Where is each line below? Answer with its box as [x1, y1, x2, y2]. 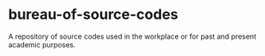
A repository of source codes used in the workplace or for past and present [8, 32, 257, 41]
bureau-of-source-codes [8, 6, 179, 24]
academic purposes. [8, 39, 76, 49]
